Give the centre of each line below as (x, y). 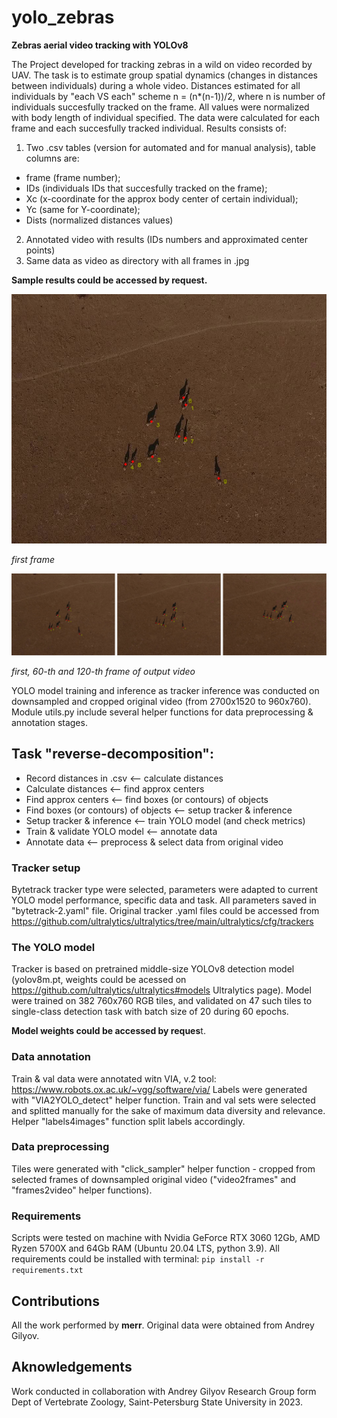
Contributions (55, 1301)
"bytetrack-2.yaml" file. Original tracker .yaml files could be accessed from (165, 910)
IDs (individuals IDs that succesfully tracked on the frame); (146, 188)
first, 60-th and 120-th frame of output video (103, 671)
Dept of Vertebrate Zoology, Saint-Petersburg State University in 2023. (157, 1402)
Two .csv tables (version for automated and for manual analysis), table (170, 147)
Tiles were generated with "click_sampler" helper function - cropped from (163, 1168)
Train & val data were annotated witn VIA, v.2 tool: (114, 1078)
